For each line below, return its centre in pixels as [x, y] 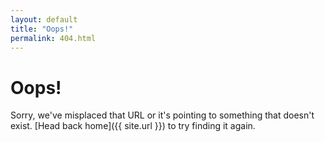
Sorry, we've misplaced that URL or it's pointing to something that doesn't [162, 115]
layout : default [44, 19]
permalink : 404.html [53, 38]
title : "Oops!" [42, 29]
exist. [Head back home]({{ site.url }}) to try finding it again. [133, 126]
